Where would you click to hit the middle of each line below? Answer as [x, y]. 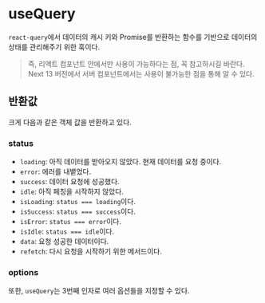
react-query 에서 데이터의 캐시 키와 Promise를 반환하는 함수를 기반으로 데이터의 [133, 37]
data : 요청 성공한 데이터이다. [64, 242]
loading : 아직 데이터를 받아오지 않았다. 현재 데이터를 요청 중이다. [121, 162]
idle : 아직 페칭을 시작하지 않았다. [71, 191]
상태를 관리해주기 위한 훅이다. [54, 47]
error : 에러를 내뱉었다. [55, 171]
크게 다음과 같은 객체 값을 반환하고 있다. [70, 122]
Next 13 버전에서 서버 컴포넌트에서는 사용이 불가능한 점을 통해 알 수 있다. [141, 73]
